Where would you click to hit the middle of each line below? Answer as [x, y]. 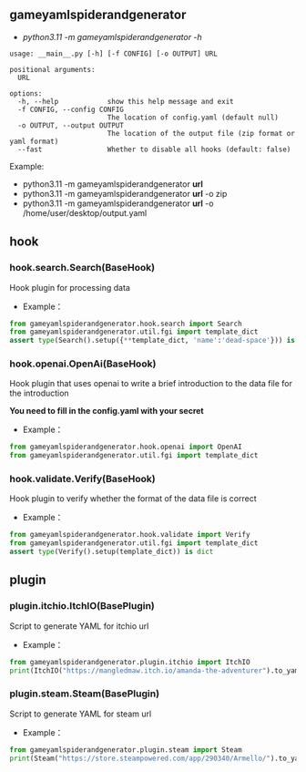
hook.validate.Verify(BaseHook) [83, 479]
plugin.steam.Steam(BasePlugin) [85, 694]
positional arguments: [52, 69]
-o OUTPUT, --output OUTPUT [71, 125]
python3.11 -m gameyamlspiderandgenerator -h [112, 36]
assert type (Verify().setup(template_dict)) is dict [112, 552]
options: [26, 93]
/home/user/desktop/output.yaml [85, 212]
